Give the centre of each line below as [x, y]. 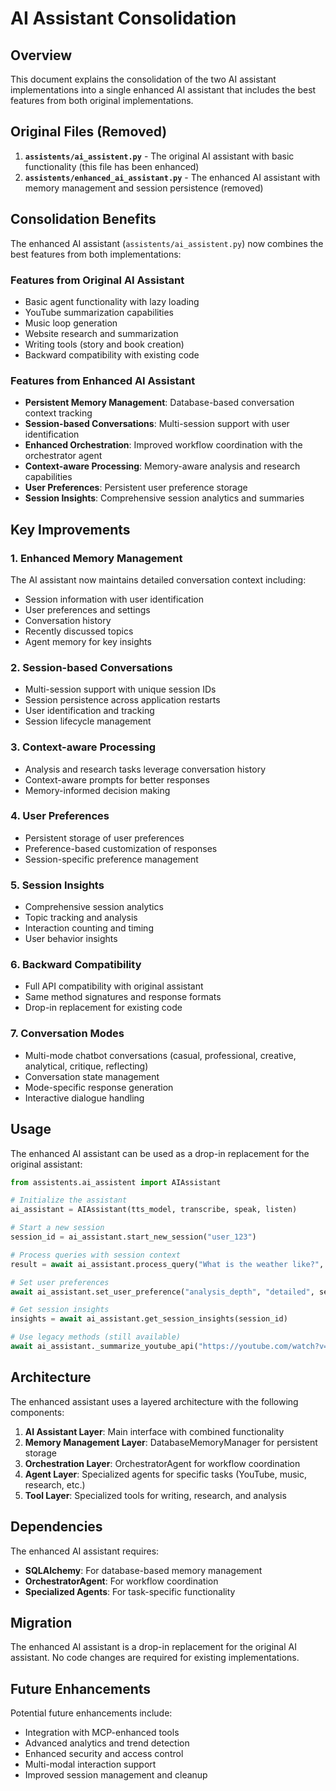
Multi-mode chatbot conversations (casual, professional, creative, [160, 1055]
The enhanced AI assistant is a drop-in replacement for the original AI [153, 1647]
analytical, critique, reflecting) [86, 1066]
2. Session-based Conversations [91, 667]
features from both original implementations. [102, 100]
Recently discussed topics [79, 631]
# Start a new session [57, 1228]
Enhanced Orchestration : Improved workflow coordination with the [163, 445]
